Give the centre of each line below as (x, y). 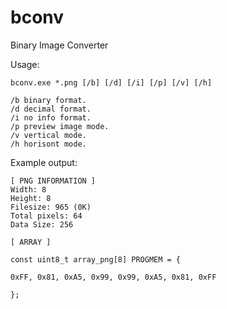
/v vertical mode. (48, 135)
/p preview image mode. (60, 126)
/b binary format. (48, 100)
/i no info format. (51, 117)
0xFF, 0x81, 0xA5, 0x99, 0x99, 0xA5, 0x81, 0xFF (113, 277)
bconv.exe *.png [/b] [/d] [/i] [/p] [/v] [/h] (111, 82)
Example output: (44, 162)
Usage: (25, 64)
